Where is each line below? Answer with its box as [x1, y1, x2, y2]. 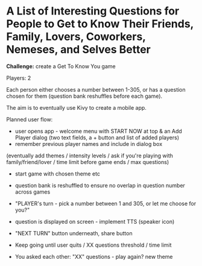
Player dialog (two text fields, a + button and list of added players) [14, 134, 180, 141]
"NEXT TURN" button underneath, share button [14, 229, 133, 236]
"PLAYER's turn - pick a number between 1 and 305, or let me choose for [14, 200, 197, 207]
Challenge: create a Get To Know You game [6, 62, 116, 70]
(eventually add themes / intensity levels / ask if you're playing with [6, 152, 174, 159]
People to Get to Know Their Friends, [6, 17, 194, 31]
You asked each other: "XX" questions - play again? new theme [14, 253, 173, 260]
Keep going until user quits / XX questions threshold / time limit [14, 241, 172, 249]
